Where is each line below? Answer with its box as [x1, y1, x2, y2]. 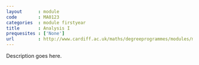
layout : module [6, 8, 60, 15]
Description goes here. [6, 53, 62, 59]
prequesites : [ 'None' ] [6, 31, 65, 37]
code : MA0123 [6, 14, 60, 20]
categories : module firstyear [6, 19, 86, 25]
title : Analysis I [6, 25, 70, 31]
